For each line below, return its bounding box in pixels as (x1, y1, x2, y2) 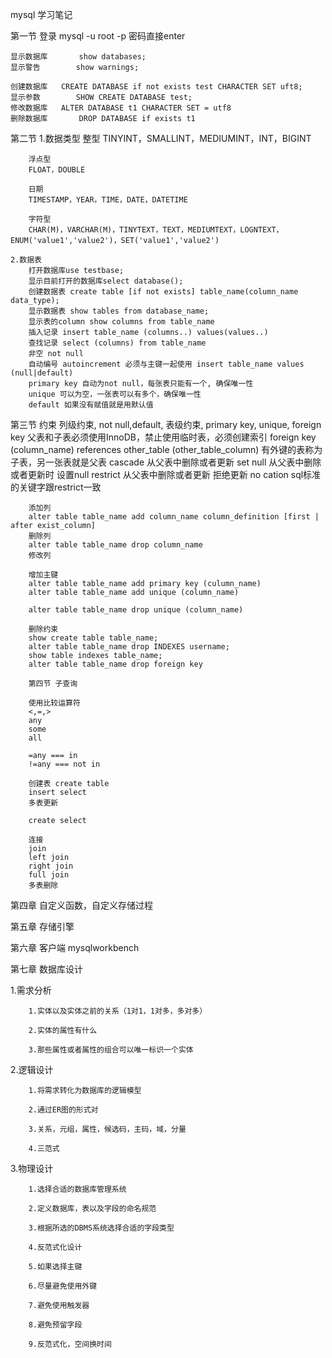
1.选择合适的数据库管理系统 (28, 1184, 127, 1194)
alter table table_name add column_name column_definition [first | (28, 512, 320, 522)
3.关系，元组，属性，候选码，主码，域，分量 (28, 1124, 187, 1134)
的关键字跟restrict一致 (10, 481, 102, 493)
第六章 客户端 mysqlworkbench (10, 942, 140, 953)
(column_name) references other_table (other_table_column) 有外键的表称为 (10, 444, 323, 455)
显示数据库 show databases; (10, 52, 147, 62)
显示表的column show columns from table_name (28, 317, 215, 327)
